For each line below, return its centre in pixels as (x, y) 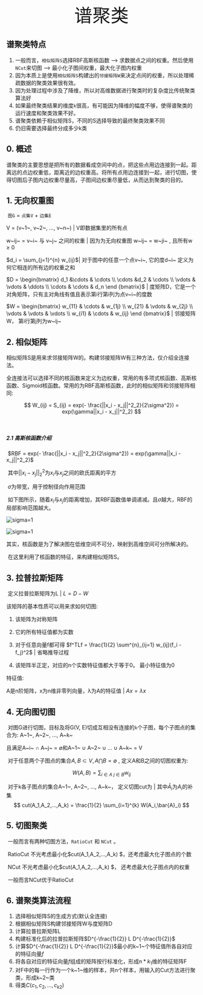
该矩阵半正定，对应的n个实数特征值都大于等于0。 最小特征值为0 (95, 665)
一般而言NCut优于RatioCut (40, 880)
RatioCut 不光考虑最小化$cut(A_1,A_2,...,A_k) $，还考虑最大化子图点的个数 (100, 854)
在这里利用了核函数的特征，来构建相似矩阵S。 (65, 557)
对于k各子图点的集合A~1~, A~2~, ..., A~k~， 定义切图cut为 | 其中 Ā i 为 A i (95, 787)
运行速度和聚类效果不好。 (47, 113)
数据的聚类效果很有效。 (50, 83)
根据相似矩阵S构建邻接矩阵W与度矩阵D (64, 924)
